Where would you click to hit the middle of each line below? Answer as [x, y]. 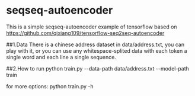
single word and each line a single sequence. [61, 57]
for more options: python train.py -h [50, 86]
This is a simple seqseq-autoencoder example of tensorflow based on [92, 27]
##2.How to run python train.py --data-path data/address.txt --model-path [98, 68]
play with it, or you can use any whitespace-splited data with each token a [97, 50]
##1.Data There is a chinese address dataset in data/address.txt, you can [95, 44]
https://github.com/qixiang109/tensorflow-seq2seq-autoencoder [85, 33]
